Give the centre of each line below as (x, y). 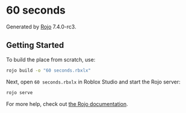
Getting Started (35, 45)
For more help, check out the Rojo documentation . (67, 104)
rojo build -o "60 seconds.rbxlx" (49, 70)
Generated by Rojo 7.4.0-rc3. (41, 27)
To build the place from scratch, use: (51, 59)
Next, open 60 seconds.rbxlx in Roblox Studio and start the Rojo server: (93, 82)
